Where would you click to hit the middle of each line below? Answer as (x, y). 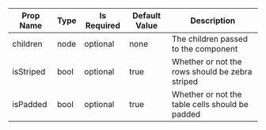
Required (103, 25)
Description (213, 21)
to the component (205, 49)
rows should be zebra (212, 72)
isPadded (30, 104)
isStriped (29, 72)
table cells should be (210, 104)
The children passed (209, 39)
